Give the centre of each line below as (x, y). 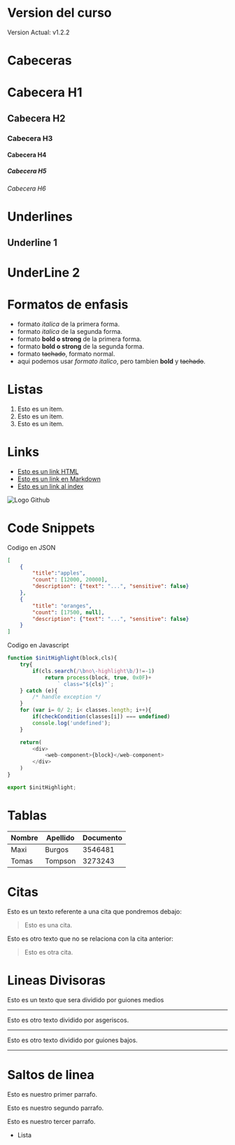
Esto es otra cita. (49, 952)
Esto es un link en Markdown (59, 479)
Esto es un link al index (50, 486)
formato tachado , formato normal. (66, 353)
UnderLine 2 (44, 273)
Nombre (24, 838)
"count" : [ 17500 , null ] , (69, 612)
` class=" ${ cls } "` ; (85, 684)
